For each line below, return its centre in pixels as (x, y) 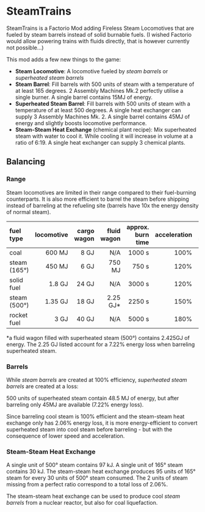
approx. (138, 227)
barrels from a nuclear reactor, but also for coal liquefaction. (82, 503)
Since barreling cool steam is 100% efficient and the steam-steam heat (95, 416)
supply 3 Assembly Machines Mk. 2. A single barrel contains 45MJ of (103, 117)
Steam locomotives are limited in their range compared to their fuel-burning (101, 192)
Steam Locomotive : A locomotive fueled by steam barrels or (92, 71)
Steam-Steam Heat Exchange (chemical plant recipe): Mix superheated (106, 129)
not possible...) (25, 48)
